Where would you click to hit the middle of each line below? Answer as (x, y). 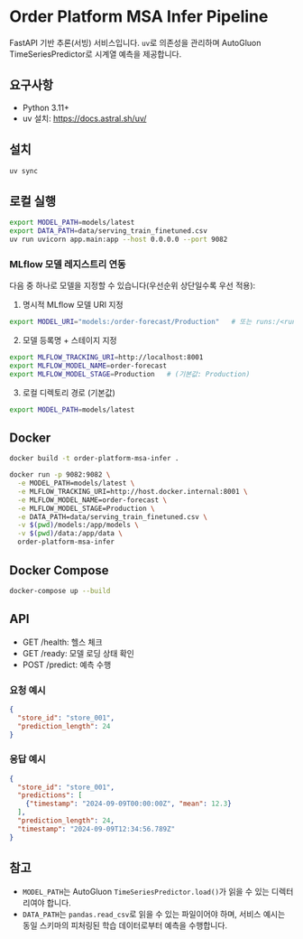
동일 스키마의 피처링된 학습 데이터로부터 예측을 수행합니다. (125, 925)
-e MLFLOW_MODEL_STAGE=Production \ (86, 508)
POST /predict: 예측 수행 (67, 665)
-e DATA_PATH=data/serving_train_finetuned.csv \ (112, 516)
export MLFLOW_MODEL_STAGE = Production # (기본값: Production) (130, 374)
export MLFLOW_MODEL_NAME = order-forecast (88, 366)
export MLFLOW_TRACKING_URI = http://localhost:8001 (106, 358)
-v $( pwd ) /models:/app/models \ (78, 525)
